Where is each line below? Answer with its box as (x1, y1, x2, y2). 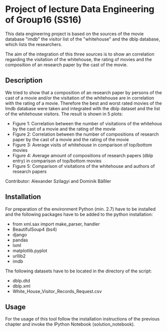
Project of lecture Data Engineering (5, 4, 154, 15)
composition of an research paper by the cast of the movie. (5, 62, 128, 68)
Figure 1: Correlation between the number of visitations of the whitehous (12, 120, 162, 126)
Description (5, 76, 43, 85)
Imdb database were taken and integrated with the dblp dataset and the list (5, 105, 160, 111)
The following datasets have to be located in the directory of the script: (5, 268, 152, 274)
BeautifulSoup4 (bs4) (12, 226, 57, 232)
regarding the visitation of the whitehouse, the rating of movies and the (5, 56, 152, 62)
